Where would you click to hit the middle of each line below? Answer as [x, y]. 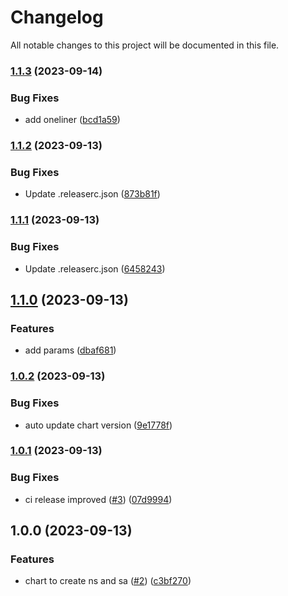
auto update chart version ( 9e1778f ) [98, 425]
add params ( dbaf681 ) [70, 350]
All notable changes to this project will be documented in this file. [145, 45]
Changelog [57, 17]
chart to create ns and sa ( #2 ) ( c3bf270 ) [108, 581]
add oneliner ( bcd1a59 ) [72, 120]
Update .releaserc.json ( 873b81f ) [92, 194]
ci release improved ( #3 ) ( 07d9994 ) [98, 499]
